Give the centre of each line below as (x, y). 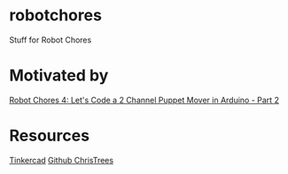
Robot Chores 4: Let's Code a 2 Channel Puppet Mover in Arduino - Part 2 (144, 100)
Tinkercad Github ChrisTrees (61, 160)
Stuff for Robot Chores (51, 40)
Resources (50, 136)
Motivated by (59, 76)
